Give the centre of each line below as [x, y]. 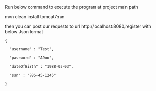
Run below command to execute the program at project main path [72, 7]
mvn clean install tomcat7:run [35, 17]
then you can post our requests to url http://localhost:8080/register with [78, 26]
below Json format [24, 31]
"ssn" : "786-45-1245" [33, 75]
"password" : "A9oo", [32, 58]
